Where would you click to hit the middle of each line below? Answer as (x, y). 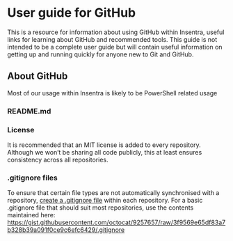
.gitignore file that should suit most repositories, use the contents (101, 208)
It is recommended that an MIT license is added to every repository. (104, 145)
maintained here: (31, 215)
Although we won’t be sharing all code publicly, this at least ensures (105, 152)
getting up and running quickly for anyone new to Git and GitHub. (101, 54)
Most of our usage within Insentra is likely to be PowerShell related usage (112, 93)
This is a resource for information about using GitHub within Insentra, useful (116, 32)
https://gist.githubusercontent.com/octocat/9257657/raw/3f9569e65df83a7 (116, 223)
